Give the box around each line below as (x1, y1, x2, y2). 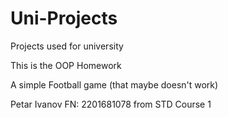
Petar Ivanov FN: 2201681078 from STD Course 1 (10, 98, 212, 110)
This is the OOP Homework (10, 59, 122, 71)
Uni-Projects (10, 7, 118, 30)
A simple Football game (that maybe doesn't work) (10, 78, 219, 91)
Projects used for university (10, 40, 124, 52)
